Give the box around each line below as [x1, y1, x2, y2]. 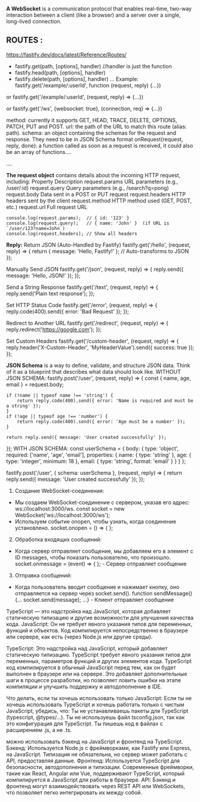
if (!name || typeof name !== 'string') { [6, 392, 113, 398]
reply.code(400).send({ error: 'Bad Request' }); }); [6, 308, 130, 315]
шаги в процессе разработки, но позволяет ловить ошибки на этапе [6, 676, 181, 683]
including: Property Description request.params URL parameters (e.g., [6, 178, 179, 185]
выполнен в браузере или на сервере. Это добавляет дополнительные [6, 670, 187, 677]
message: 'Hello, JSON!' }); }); [6, 272, 81, 279]
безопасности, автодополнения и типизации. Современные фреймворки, [6, 763, 194, 770]
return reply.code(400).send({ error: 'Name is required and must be [17, 398, 194, 404]
